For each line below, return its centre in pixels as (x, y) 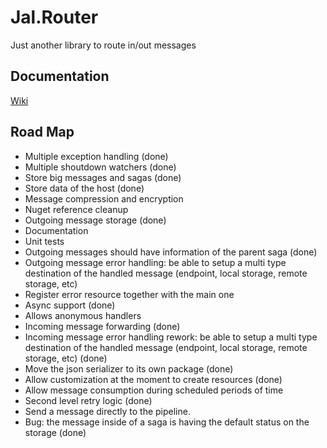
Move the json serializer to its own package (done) (129, 368)
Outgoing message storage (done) (95, 220)
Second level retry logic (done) (88, 400)
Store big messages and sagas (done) (103, 177)
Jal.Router (54, 17)
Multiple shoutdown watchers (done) (100, 167)
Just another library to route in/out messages (103, 45)
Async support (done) (70, 305)
